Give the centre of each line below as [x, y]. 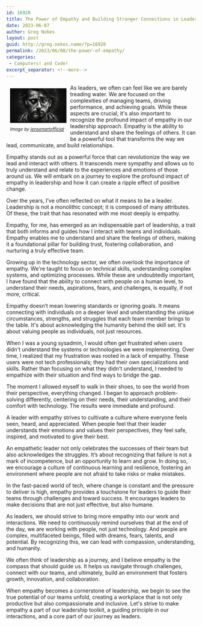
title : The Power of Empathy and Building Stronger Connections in [93, 19]
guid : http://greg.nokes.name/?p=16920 [56, 44]
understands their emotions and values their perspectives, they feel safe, [97, 430]
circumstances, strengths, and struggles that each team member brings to [98, 318]
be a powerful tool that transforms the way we [127, 139]
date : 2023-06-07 [28, 25]
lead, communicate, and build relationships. [60, 145]
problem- [167, 393]
